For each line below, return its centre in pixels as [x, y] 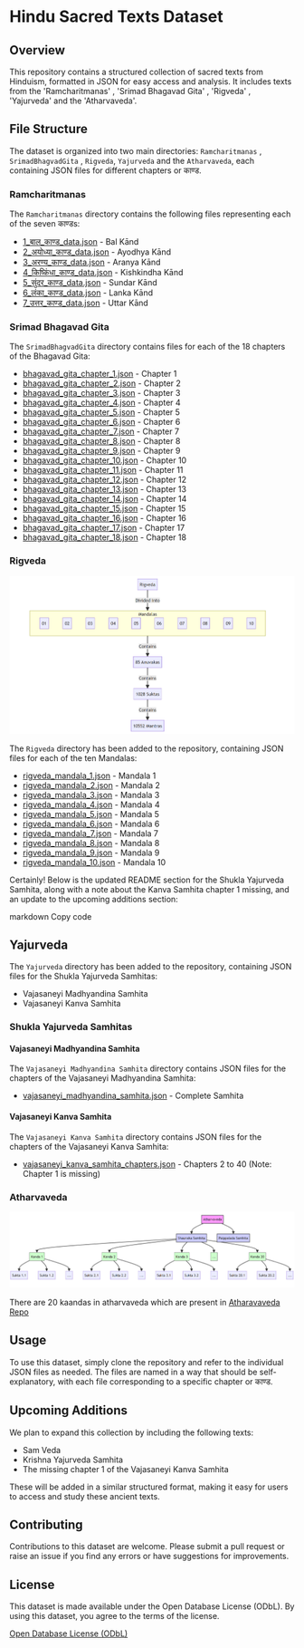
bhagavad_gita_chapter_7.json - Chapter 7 [100, 431]
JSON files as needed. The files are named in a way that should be [133, 1372]
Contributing [46, 1525]
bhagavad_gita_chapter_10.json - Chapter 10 [104, 460]
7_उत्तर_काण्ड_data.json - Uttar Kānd [85, 303]
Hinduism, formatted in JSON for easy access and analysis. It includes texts [151, 82]
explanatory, [33, 1381]
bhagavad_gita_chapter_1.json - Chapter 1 [100, 374]
